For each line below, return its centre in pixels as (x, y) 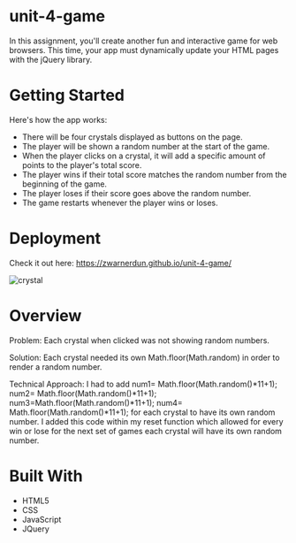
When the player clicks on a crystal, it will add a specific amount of (144, 156)
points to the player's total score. (82, 164)
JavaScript (42, 519)
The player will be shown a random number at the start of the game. (146, 146)
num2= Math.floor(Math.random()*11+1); (83, 393)
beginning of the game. (65, 184)
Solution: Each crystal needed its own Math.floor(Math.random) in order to (144, 357)
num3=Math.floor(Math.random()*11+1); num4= (96, 402)
